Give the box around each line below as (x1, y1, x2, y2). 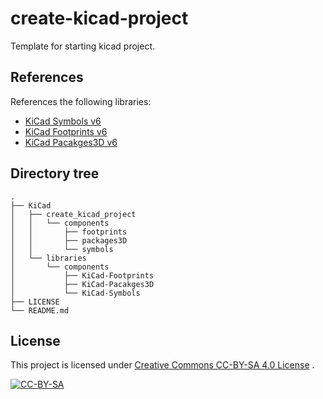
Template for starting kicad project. (10, 40, 156, 52)
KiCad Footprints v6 (24, 125, 108, 137)
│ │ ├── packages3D (10, 235, 128, 246)
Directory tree (10, 165, 100, 182)
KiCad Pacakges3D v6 (24, 136, 118, 148)
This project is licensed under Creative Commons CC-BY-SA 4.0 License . (10, 359, 315, 371)
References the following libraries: (10, 95, 152, 107)
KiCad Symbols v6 (24, 115, 102, 127)
